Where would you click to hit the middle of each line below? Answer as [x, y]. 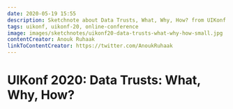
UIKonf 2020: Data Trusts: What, [104, 80]
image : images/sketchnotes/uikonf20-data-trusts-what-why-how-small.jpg [115, 33]
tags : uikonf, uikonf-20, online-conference [73, 26]
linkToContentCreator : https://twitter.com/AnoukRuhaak [90, 46]
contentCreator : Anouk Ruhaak [51, 40]
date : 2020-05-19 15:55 [42, 14]
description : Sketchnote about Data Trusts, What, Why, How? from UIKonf [117, 20]
